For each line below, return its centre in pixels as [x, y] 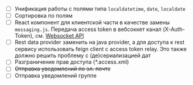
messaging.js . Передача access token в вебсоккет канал [88, 29]
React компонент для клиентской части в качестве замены [92, 22]
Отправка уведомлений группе [55, 76]
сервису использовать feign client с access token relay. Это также [101, 49]
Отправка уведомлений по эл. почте [62, 69]
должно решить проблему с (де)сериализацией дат [83, 56]
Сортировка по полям [44, 16]
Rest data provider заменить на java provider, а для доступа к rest [100, 42]
